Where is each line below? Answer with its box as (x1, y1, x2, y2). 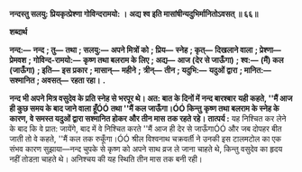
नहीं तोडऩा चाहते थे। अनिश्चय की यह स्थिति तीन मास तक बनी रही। (9, 154, 203, 164)
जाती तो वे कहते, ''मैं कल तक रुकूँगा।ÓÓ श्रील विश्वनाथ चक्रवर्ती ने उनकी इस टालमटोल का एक (9, 133, 282, 144)
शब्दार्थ (9, 27, 28, 37)
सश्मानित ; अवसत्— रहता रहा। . (9, 75, 106, 86)
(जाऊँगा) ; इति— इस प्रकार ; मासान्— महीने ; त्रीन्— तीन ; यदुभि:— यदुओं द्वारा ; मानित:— (9, 65, 272, 76)
